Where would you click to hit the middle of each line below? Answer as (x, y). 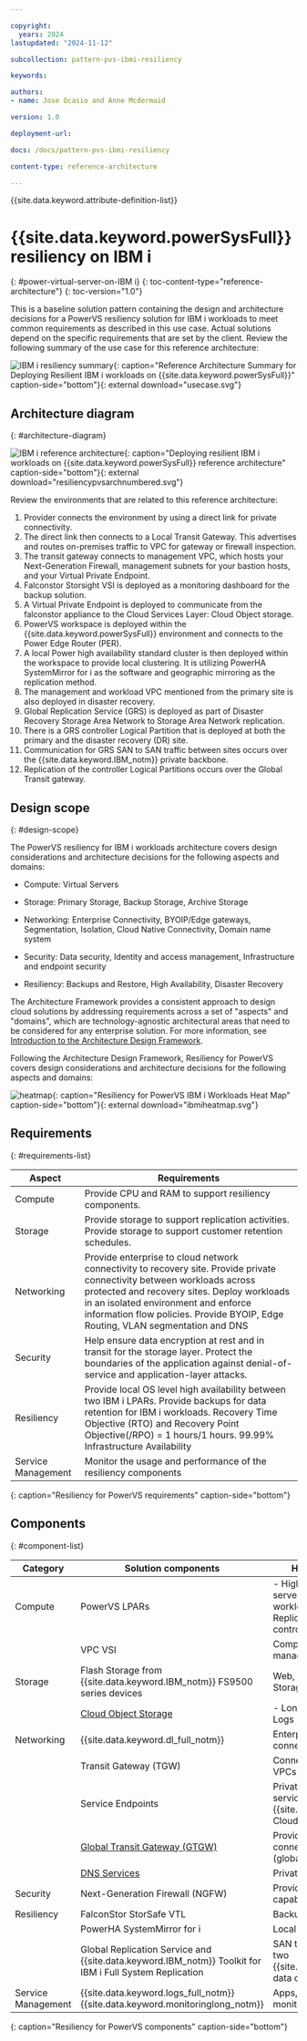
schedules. (107, 1242)
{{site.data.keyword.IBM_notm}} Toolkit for (171, 1961)
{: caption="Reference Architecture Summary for (205, 366)
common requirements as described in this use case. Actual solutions (141, 328)
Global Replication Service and (146, 1949)
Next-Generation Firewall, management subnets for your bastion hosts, (157, 566)
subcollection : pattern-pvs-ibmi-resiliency (96, 59)
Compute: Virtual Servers (71, 884)
